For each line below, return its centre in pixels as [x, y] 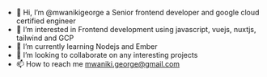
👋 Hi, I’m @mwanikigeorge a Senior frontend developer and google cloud [138, 12]
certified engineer [46, 21]
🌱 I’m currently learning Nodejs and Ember [87, 47]
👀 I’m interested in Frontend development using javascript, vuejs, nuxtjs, [136, 29]
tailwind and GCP [45, 38]
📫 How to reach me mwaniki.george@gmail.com [98, 64]
